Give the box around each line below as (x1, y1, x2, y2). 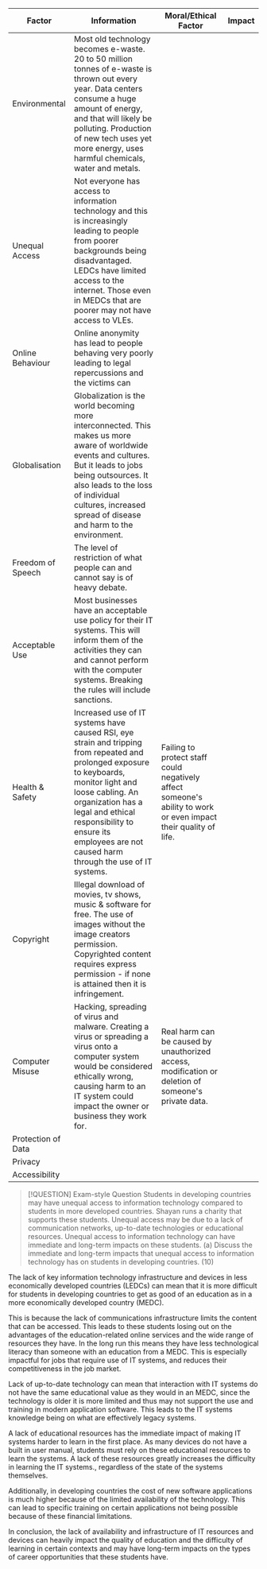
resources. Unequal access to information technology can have (27, 1232, 236, 1241)
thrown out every (74, 73, 137, 84)
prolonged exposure (74, 757, 149, 768)
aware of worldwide (74, 440, 149, 451)
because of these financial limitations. (8, 1512, 133, 1521)
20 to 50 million (74, 53, 133, 64)
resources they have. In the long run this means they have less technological (8, 1338, 260, 1348)
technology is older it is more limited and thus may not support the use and (8, 1397, 253, 1405)
